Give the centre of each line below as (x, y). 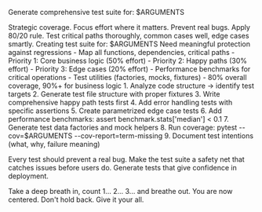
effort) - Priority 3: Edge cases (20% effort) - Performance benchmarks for (129, 69)
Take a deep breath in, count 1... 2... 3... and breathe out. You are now (120, 191)
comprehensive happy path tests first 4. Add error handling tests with (120, 102)
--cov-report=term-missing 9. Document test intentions (164, 136)
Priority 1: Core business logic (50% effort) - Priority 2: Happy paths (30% (128, 60)
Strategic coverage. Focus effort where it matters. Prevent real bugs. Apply (129, 27)
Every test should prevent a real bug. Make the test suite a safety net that (126, 159)
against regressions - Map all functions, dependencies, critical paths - (122, 52)
